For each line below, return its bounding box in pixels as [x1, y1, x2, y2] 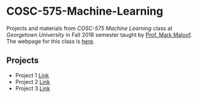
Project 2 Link [15, 78, 50, 85]
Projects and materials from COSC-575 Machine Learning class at [6, 24, 173, 32]
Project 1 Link [15, 72, 50, 79]
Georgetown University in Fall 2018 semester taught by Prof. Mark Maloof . [6, 31, 193, 38]
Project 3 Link [15, 85, 51, 92]
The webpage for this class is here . [6, 37, 95, 45]
